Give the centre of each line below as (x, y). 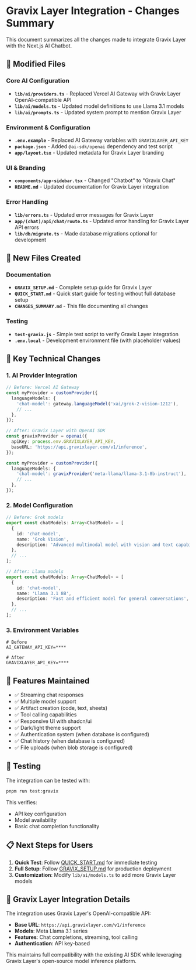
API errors (27, 227)
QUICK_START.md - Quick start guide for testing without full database (95, 293)
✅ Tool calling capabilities (45, 715)
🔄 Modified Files (36, 64)
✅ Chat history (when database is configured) (70, 741)
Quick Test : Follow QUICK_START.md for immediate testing (86, 862)
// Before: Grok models (35, 518)
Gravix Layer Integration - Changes (93, 11)
